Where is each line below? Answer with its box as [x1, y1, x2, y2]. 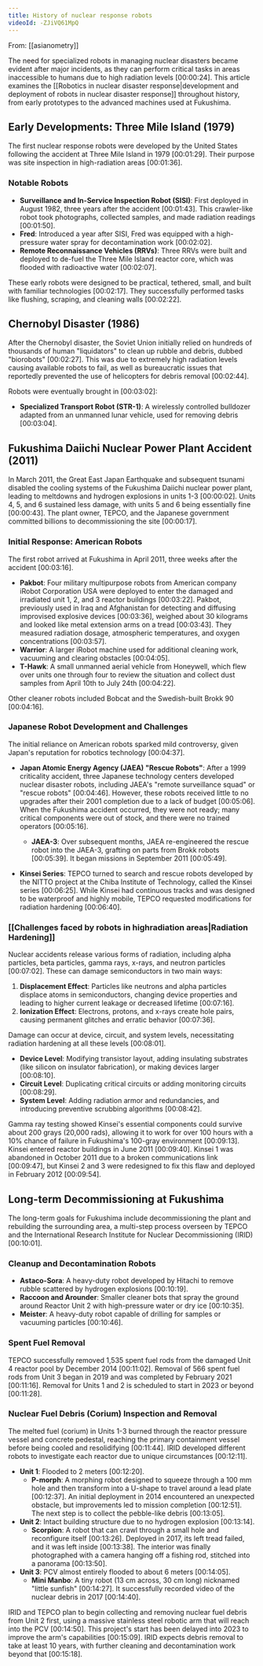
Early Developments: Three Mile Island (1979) [8, 120, 236, 134]
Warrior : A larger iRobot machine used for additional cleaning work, [19, 645, 239, 654]
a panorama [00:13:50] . [31, 1558, 108, 1568]
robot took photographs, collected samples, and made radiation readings [19, 212, 256, 221]
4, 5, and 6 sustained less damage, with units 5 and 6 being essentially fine [8, 500, 251, 509]
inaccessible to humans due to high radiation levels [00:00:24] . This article [8, 72, 250, 82]
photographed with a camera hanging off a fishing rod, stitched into [31, 1550, 250, 1560]
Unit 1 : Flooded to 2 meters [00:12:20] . [19, 1466, 145, 1476]
